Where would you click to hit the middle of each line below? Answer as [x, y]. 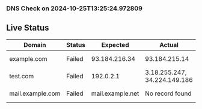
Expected [115, 45]
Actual [169, 45]
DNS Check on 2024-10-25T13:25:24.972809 [75, 8]
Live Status [28, 28]
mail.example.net [115, 93]
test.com [22, 76]
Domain [35, 45]
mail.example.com [35, 93]
